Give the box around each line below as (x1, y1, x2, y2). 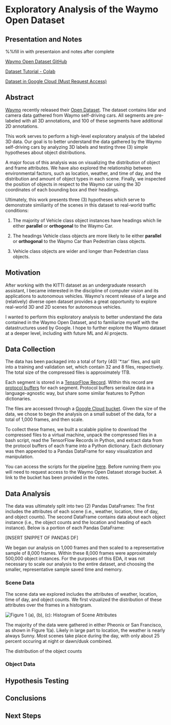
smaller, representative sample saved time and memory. (5, 567, 123, 573)
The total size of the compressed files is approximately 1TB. (5, 369, 131, 375)
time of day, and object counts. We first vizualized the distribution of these (5, 596, 162, 602)
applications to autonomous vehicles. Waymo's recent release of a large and (5, 293, 166, 299)
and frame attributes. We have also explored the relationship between (5, 165, 152, 171)
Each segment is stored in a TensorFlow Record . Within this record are (5, 379, 154, 386)
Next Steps (5, 711, 41, 720)
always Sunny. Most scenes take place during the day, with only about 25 (5, 632, 160, 639)
